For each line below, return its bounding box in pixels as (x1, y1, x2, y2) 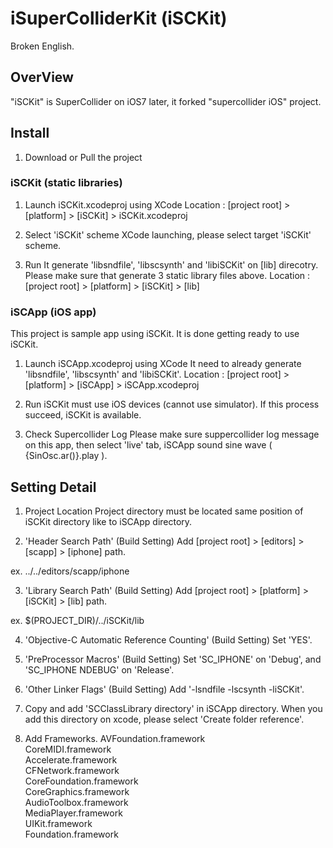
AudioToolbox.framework (24, 796, 129, 808)
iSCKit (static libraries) (10, 176, 123, 190)
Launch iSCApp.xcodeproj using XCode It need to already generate (24, 358, 302, 370)
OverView (10, 69, 74, 86)
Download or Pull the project (24, 151, 143, 163)
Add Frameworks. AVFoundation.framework (24, 732, 206, 744)
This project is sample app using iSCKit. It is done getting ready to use (10, 328, 300, 340)
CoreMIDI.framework (24, 743, 112, 755)
